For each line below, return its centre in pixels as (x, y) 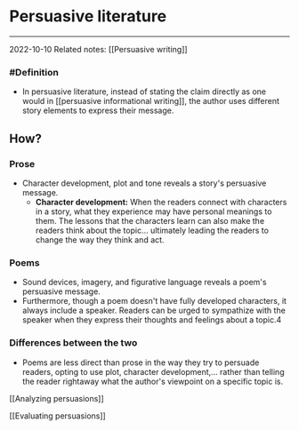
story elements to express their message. (98, 111)
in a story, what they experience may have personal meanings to (154, 211)
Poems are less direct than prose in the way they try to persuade (141, 362)
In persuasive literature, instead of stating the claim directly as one (144, 92)
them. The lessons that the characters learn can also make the (150, 220)
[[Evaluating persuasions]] (58, 416)
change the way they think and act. (100, 239)
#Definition (34, 72)
